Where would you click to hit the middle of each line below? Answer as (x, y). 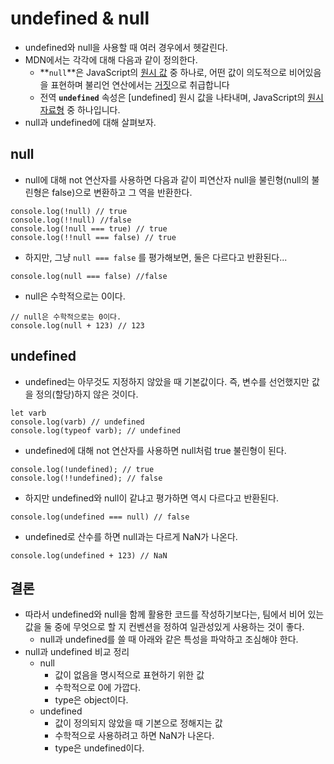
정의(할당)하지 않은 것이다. (87, 394)
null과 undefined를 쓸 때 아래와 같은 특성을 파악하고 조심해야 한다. (169, 639)
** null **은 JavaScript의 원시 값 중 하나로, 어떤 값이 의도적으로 (163, 72)
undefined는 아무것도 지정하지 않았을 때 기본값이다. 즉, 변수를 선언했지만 (167, 381)
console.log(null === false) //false (89, 276)
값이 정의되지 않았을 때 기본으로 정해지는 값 (138, 723)
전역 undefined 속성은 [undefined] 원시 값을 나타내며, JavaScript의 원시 (181, 97)
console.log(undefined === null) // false (100, 517)
